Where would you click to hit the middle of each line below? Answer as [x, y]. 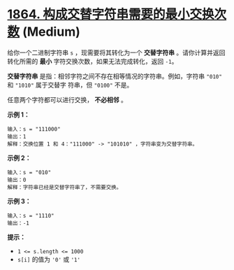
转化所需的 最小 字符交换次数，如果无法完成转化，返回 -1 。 [93, 61]
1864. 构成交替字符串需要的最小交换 [111, 14]
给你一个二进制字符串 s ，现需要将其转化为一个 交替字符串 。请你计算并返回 [116, 52]
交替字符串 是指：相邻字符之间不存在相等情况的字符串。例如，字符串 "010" [115, 76]
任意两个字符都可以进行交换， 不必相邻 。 [67, 99]
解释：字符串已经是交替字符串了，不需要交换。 [65, 187]
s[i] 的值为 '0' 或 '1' [49, 259]
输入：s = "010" [29, 172]
